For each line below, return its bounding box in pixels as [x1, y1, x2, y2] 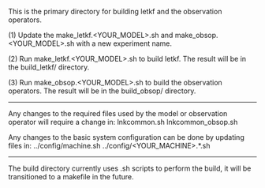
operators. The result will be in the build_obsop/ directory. [8, 86, 196, 96]
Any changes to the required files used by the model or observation [8, 109, 228, 118]
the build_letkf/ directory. [8, 62, 90, 72]
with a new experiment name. [76, 39, 172, 48]
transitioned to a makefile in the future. [8, 172, 134, 181]
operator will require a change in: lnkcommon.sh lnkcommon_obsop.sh [8, 118, 238, 126]
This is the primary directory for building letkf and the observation [8, 7, 222, 16]
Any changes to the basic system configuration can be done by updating [8, 133, 244, 141]
